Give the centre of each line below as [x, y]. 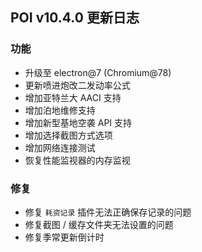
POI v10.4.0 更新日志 [75, 18]
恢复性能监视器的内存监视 [77, 160]
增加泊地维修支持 [60, 110]
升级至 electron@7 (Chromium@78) [98, 72]
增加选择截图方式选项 [68, 135]
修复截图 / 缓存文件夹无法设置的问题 [99, 224]
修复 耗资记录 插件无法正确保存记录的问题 [108, 212]
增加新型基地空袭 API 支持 [78, 122]
